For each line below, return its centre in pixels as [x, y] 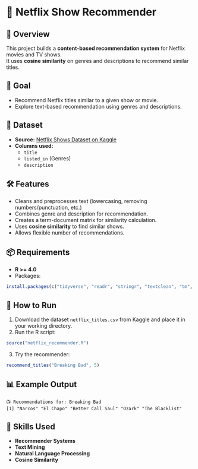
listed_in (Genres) [47, 158]
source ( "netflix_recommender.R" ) [48, 343]
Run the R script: [35, 332]
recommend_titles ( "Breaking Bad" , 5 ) [53, 365]
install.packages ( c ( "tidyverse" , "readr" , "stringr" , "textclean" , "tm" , [100, 287]
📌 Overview [28, 34]
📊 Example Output [42, 384]
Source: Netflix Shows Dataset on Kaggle [66, 140]
